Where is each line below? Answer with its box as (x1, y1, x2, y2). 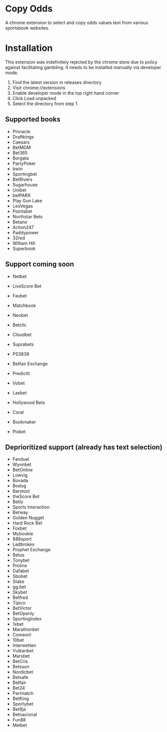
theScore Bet (12, 494, 40, 500)
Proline (12, 563, 27, 569)
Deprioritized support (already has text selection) (5, 443, 162, 451)
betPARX (12, 192, 31, 198)
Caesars (12, 139, 30, 145)
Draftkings (12, 134, 34, 140)
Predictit (12, 370, 30, 376)
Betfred (12, 594, 28, 601)
